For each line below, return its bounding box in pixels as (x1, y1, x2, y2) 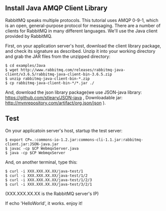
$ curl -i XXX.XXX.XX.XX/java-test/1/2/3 (5, 177, 92, 183)
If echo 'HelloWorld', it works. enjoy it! (5, 200, 83, 206)
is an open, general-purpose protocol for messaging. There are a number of (5, 22, 161, 28)
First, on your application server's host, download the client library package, (5, 42, 162, 49)
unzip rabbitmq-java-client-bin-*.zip (9, 76, 90, 81)
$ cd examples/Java (5, 63, 46, 68)
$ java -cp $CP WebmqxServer (5, 150, 66, 155)
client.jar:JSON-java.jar (5, 142, 59, 147)
